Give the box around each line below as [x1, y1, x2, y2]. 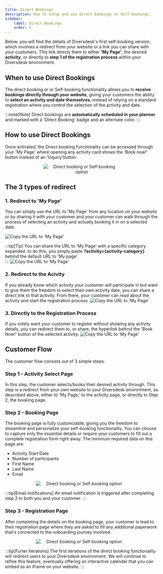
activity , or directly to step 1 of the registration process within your [5, 54, 141, 60]
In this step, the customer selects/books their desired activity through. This [5, 382, 156, 388]
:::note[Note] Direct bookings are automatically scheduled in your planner [5, 111, 156, 117]
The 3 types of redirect [5, 183, 76, 191]
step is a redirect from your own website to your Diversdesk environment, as [5, 387, 158, 393]
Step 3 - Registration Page [5, 508, 69, 514]
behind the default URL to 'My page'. [5, 253, 79, 259]
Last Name [12, 466, 34, 472]
